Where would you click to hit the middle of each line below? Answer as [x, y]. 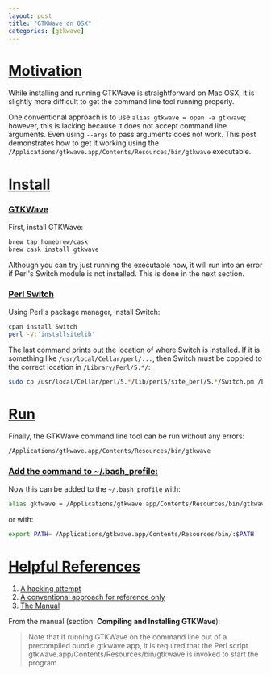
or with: [21, 519]
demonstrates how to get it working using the [84, 143]
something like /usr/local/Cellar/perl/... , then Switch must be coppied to [135, 358]
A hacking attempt [50, 589]
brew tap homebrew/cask [48, 242]
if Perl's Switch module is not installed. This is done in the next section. [126, 273]
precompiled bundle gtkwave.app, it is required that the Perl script [138, 646]
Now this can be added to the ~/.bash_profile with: [95, 488]
